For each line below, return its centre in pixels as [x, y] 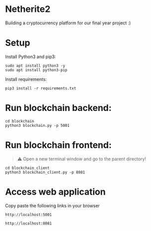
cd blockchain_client [27, 168]
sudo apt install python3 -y [35, 65]
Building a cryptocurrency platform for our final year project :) [68, 23]
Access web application [55, 192]
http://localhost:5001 [28, 215]
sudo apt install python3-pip [36, 70]
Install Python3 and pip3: [30, 57]
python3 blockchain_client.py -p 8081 [45, 172]
